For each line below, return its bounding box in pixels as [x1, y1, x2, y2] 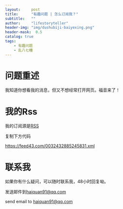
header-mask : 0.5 [5, 30, 42, 35]
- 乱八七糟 [14, 48, 33, 52]
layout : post [5, 7, 40, 12]
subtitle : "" [5, 16, 36, 21]
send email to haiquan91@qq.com [5, 199, 73, 205]
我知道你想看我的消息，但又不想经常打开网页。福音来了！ [5, 87, 120, 93]
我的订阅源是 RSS [5, 123, 39, 129]
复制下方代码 [5, 133, 31, 139]
